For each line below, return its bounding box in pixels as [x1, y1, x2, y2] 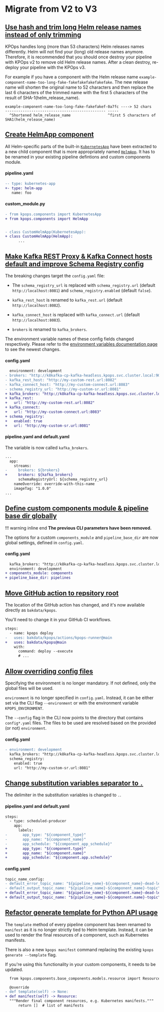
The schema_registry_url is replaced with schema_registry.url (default [12, 282, 156, 288]
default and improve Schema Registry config [5, 260, 144, 268]
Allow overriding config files [5, 667, 93, 675]
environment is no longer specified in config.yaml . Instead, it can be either [5, 695, 154, 701]
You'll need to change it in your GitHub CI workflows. [5, 617, 111, 623]
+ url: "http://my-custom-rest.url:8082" [5, 401, 95, 405]
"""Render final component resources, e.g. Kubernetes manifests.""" [9, 999, 154, 1004]
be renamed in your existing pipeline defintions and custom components [5, 153, 150, 160]
